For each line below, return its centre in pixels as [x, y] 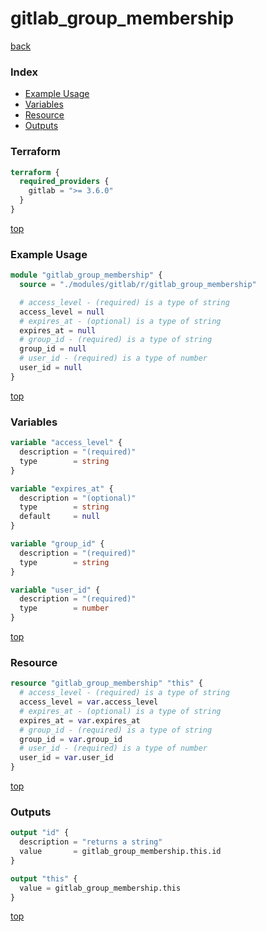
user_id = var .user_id [66, 758]
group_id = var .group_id [71, 739]
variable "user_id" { [55, 590]
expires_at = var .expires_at [80, 720]
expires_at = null [58, 330]
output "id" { [40, 833]
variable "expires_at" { [62, 488]
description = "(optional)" [78, 498]
